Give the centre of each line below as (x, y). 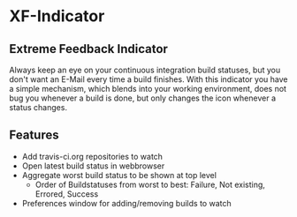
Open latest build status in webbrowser (93, 166)
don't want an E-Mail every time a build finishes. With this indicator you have (148, 79)
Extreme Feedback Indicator (88, 49)
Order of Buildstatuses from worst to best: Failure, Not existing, (150, 184)
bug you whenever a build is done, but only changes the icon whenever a (143, 98)
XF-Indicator (57, 16)
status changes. (38, 107)
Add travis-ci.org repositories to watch (92, 156)
